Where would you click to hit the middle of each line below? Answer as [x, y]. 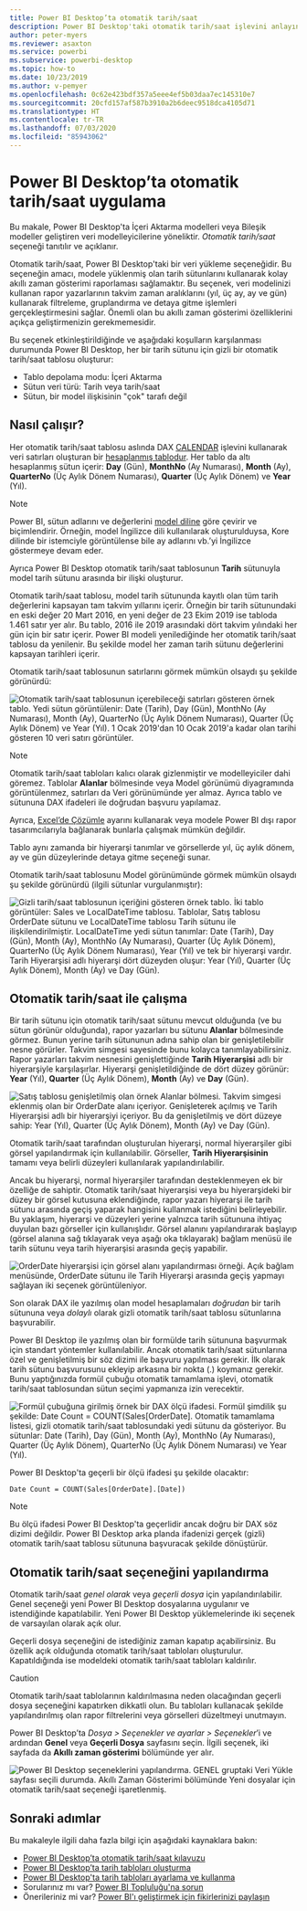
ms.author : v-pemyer [49, 86]
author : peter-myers [49, 35]
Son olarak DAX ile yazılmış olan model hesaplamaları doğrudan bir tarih [145, 1304]
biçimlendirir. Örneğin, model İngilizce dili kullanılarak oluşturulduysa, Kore [149, 531]
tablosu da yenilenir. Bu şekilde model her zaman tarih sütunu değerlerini [147, 644]
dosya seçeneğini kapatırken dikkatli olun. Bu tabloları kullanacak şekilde [147, 1705]
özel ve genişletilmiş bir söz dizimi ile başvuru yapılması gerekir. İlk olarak [148, 1360]
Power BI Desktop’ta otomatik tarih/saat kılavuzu [114, 1858]
